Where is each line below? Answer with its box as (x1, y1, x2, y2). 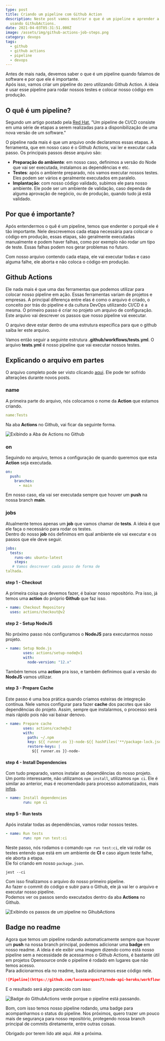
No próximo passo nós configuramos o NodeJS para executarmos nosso (5, 631, 153, 637)
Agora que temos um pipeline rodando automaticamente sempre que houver (5, 936, 160, 942)
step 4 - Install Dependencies (5, 759, 67, 765)
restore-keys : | (27, 744, 61, 749)
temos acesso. (5, 962, 35, 968)
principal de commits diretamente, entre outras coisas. (5, 1021, 116, 1027)
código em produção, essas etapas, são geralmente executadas (5, 233, 135, 239)
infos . (5, 786, 17, 792)
